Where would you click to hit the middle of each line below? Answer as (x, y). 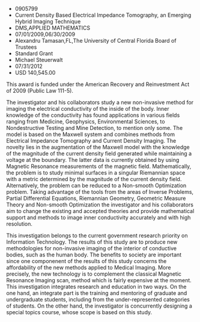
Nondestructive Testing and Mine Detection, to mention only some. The (95, 128)
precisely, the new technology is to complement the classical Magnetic (94, 274)
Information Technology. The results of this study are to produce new (92, 242)
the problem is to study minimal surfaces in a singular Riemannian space (96, 173)
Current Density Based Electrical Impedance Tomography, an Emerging (103, 15)
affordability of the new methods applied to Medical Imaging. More (89, 268)
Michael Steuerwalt (39, 60)
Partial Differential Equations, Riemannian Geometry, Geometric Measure (96, 198)
